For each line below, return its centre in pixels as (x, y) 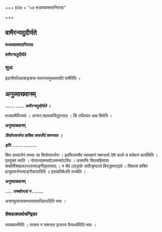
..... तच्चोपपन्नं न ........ (25, 191)
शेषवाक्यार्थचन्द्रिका (21, 214)
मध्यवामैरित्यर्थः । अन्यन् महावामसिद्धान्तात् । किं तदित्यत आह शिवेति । (59, 116)
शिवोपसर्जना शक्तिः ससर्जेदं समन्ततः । (34, 135)
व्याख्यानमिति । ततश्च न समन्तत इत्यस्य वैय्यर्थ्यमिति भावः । (51, 225)
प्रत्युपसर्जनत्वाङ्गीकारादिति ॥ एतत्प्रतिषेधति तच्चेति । (45, 172)
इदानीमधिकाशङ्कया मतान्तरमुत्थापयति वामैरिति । (43, 78)
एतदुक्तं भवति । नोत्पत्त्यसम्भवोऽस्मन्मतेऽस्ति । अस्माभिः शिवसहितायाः (57, 160)
